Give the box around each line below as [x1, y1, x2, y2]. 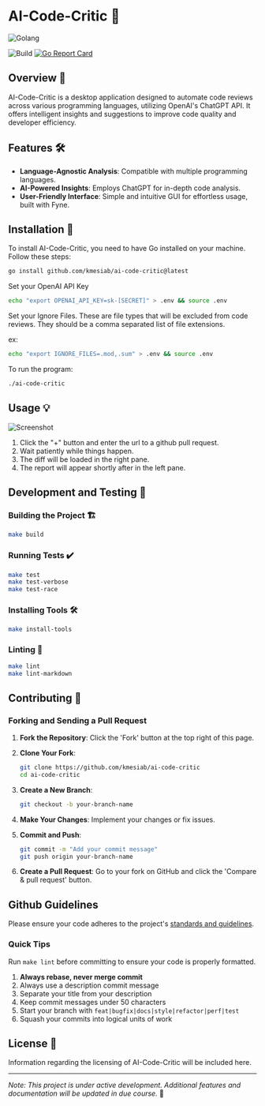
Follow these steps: [8, 252, 71, 261]
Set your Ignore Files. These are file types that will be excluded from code [8, 311, 248, 321]
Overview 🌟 [8, 71, 66, 85]
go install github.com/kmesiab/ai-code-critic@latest [8, 268, 189, 276]
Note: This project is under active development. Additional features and [8, 1081, 241, 1090]
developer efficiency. [8, 118, 77, 127]
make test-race [8, 586, 58, 594]
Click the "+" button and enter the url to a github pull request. [19, 437, 219, 447]
